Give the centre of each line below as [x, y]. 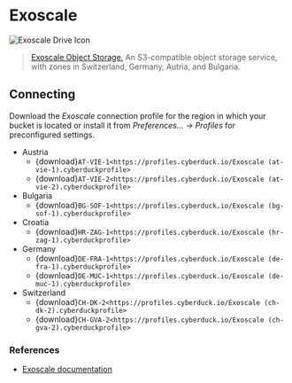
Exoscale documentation [67, 370]
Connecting [42, 94]
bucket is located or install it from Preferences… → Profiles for [123, 125]
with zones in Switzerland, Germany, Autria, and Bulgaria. [135, 66]
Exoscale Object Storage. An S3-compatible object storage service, [154, 57]
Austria [35, 152]
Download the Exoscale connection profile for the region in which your [138, 115]
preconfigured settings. [52, 135]
